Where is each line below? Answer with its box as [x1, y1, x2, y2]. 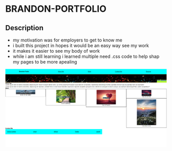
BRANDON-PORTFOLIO [5, 3, 106, 15]
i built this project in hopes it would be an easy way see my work [12, 42, 149, 49]
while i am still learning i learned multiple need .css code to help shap [12, 53, 160, 59]
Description [5, 24, 44, 32]
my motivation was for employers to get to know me [12, 37, 123, 43]
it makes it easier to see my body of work [12, 48, 100, 54]
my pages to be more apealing [12, 59, 77, 64]
